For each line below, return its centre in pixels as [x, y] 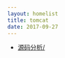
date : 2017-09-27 [33, 27]
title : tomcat [28, 20]
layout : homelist [33, 14]
